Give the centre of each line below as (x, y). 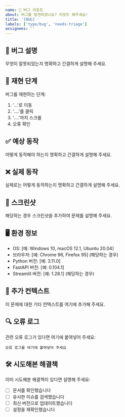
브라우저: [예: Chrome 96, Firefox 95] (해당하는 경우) (66, 255)
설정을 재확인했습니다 (34, 409)
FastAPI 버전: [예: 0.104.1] (38, 267)
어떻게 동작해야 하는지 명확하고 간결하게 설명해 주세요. (59, 154)
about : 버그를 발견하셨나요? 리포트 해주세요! (47, 15)
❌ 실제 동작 (22, 172)
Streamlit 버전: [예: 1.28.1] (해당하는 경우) (53, 274)
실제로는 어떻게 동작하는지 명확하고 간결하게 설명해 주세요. (63, 185)
